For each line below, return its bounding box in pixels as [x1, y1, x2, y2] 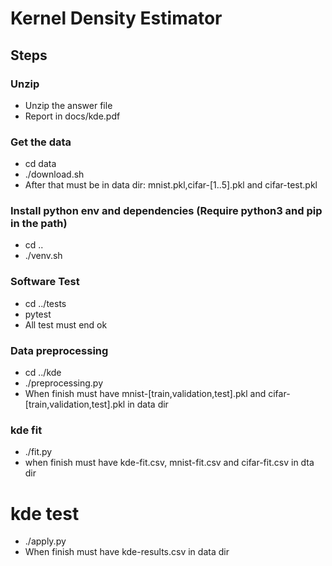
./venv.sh [24, 250, 63, 262]
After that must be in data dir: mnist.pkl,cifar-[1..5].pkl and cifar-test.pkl [24, 179, 318, 191]
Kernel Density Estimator [10, 7, 223, 30]
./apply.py [24, 535, 67, 547]
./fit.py [24, 446, 53, 458]
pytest [24, 308, 52, 320]
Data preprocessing [10, 343, 109, 357]
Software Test [10, 275, 80, 289]
